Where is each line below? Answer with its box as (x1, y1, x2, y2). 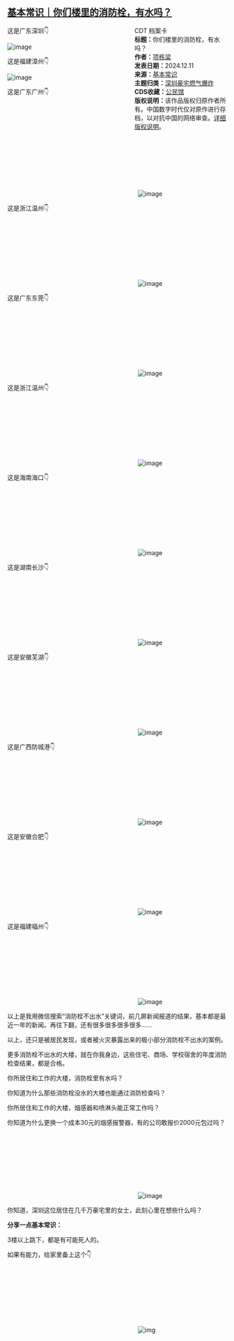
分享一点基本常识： (7, 1220, 63, 1229)
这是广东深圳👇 (7, 26, 49, 35)
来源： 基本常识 (134, 70, 178, 78)
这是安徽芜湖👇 (7, 653, 49, 661)
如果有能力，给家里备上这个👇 (7, 1250, 92, 1259)
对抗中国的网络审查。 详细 (153, 114, 226, 122)
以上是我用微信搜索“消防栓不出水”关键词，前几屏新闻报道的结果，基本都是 (7, 1012, 221, 1020)
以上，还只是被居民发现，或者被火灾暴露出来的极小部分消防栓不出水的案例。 (7, 1035, 227, 1044)
